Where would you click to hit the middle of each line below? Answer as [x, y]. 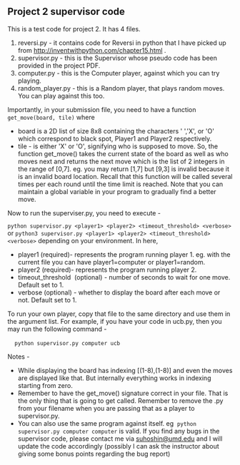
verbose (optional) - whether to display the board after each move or [119, 292]
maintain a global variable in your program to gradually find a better [117, 191]
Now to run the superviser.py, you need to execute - [84, 213]
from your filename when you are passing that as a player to [106, 408]
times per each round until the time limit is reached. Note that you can [120, 184]
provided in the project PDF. [59, 65]
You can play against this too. [61, 96]
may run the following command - [57, 329]
